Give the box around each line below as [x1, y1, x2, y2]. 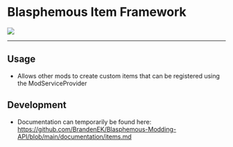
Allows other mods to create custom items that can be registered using [17, 71, 221, 80]
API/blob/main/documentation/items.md [17, 132, 132, 141]
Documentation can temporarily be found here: [17, 117, 152, 126]
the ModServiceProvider [17, 79, 87, 87]
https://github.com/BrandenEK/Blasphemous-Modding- [17, 125, 177, 133]
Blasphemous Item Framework [7, 4, 187, 20]
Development [7, 99, 67, 111]
